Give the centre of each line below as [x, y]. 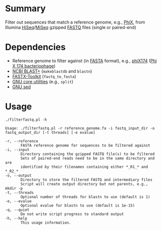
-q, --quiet [17, 210]
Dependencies [35, 47]
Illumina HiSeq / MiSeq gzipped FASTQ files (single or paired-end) [71, 27]
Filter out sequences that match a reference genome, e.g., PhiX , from [75, 22]
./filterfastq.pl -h [26, 120]
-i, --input [17, 150]
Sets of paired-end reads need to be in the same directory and [87, 158]
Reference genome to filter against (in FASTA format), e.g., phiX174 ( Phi [84, 61]
